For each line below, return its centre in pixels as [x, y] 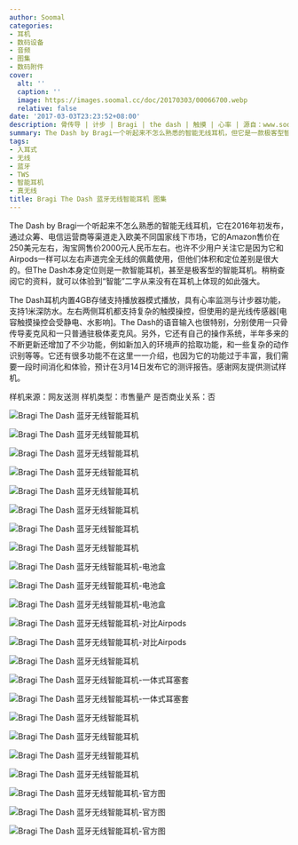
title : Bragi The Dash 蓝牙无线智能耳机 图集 [88, 199]
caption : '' [39, 92]
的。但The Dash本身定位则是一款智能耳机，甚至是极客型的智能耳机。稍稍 [143, 270]
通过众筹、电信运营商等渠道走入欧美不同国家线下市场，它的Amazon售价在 [145, 236]
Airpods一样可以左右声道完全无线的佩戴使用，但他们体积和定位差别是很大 [144, 259]
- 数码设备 [27, 42]
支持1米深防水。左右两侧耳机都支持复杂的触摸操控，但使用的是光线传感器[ [144, 311]
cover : [21, 76]
